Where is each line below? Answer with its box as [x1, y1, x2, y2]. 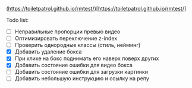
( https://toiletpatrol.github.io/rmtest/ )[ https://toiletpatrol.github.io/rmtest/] [6, 5, 187, 12]
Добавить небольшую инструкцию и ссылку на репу [14, 75, 150, 82]
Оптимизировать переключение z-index [14, 35, 118, 42]
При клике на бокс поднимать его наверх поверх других [14, 55, 159, 62]
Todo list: [6, 17, 29, 23]
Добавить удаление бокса [14, 48, 82, 55]
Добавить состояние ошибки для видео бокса [14, 62, 133, 69]
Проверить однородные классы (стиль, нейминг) [14, 42, 141, 49]
